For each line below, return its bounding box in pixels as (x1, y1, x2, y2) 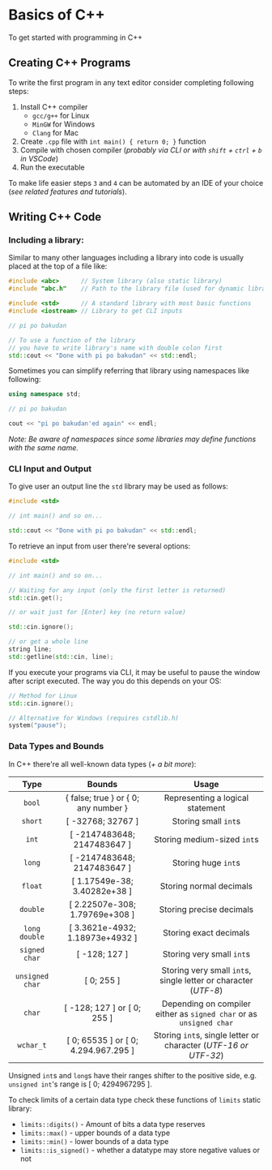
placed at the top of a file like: (8, 261, 108, 271)
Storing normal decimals (159, 880, 253, 892)
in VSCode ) (19, 153, 59, 163)
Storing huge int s (172, 857, 240, 868)
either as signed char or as (155, 1008, 257, 1019)
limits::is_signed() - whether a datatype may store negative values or (19, 1145, 261, 1155)
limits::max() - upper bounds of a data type (19, 1128, 171, 1138)
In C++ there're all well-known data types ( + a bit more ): (8, 759, 197, 768)
